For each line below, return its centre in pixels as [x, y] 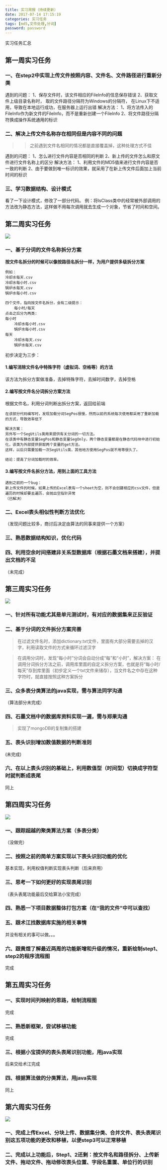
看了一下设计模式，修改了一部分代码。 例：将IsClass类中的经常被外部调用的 [83, 201]
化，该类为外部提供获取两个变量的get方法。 [44, 445]
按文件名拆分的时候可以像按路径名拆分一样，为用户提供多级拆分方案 [75, 262]
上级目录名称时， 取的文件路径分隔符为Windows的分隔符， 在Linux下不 [82, 101]
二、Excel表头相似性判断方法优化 [45, 512]
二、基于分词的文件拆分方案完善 [43, 630]
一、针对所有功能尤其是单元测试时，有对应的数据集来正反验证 [79, 615]
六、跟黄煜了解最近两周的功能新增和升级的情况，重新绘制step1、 [83, 949]
